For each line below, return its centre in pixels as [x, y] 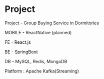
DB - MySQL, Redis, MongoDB [36, 61]
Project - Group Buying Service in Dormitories [52, 23]
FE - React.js [18, 42]
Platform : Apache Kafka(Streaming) [42, 71]
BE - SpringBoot [21, 52]
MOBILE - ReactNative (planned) [38, 32]
